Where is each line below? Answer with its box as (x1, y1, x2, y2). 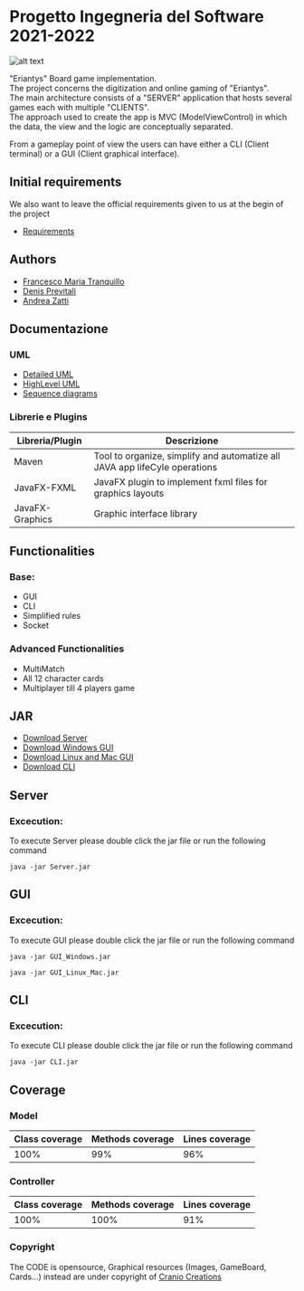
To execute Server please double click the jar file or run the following (9, 835, 266, 847)
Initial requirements (9, 175, 122, 190)
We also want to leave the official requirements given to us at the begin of (9, 198, 284, 209)
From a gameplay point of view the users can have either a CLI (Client (9, 138, 270, 149)
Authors (9, 252, 57, 268)
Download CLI (22, 762, 75, 773)
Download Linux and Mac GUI (22, 752, 134, 763)
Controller (9, 1175, 55, 1188)
